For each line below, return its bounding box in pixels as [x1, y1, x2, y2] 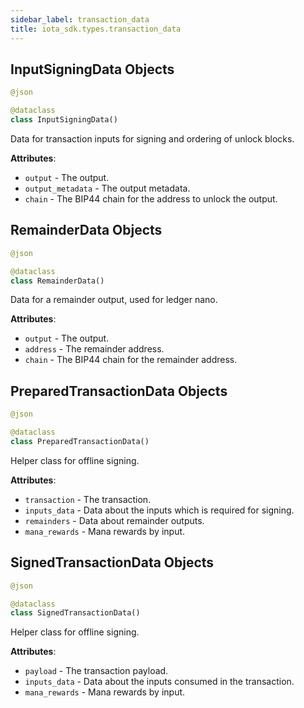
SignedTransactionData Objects [10, 554, 215, 571]
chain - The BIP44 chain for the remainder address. [24, 354, 238, 366]
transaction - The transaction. [24, 493, 152, 505]
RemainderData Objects [10, 222, 163, 239]
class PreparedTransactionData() [10, 436, 150, 446]
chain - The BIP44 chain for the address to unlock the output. [24, 192, 278, 205]
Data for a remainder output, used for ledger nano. [10, 294, 218, 306]
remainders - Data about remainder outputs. [24, 514, 205, 526]
